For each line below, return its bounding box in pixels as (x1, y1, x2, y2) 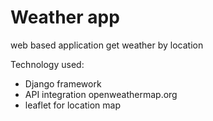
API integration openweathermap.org (24, 88, 178, 100)
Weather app (10, 6, 120, 29)
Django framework (24, 77, 102, 90)
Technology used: (10, 58, 85, 70)
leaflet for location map (24, 99, 122, 111)
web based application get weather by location (10, 39, 204, 51)
